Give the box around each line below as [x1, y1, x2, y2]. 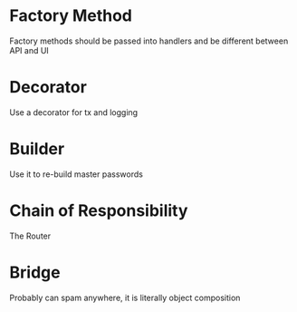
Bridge [9, 262, 61, 282]
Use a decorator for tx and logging [9, 106, 139, 118]
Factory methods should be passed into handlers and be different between [9, 35, 289, 46]
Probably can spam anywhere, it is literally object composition [9, 292, 241, 303]
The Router [9, 230, 52, 241]
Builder [9, 139, 65, 160]
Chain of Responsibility [9, 200, 188, 220]
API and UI [9, 44, 50, 55]
